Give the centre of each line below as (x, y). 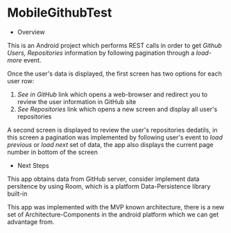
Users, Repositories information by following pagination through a (101, 53)
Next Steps (33, 165)
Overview (31, 32)
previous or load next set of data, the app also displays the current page (110, 144)
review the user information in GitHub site (77, 101)
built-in (17, 193)
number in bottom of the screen (53, 152)
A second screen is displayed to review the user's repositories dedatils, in (112, 130)
